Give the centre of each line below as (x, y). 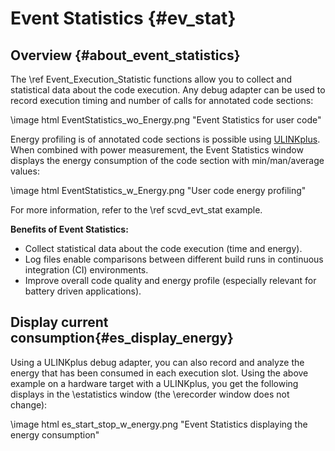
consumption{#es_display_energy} (122, 338)
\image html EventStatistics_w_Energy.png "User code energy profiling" (158, 190)
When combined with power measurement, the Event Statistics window (157, 150)
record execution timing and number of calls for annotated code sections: (162, 100)
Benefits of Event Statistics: (69, 229)
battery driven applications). (83, 291)
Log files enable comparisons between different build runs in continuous (174, 259)
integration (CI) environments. (86, 270)
